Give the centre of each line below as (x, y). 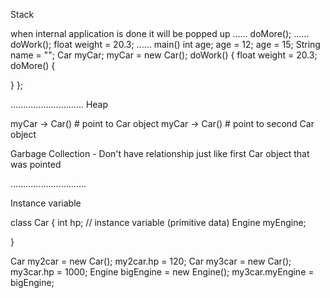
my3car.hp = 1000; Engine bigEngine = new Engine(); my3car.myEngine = (162, 272)
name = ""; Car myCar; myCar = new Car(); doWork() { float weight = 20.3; (164, 55)
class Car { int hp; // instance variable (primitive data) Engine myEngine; (158, 222)
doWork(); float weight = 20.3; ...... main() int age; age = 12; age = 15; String (165, 44)
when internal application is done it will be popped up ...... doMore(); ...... (160, 33)
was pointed (36, 164)
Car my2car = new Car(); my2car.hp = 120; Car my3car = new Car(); (151, 261)
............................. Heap (59, 104)
